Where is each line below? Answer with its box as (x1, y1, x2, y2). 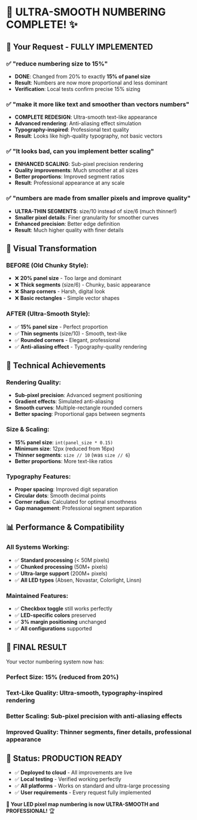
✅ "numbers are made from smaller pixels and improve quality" (6, 194, 191, 203)
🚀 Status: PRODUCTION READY (6, 753, 122, 763)
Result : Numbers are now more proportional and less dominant (14, 79, 168, 86)
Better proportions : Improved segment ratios (14, 173, 125, 180)
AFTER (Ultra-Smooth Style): (6, 310, 91, 318)
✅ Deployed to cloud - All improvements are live (14, 769, 132, 776)
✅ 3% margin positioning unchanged (14, 619, 106, 626)
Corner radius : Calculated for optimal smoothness (14, 499, 137, 506)
